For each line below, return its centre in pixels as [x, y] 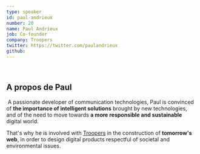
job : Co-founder [27, 34]
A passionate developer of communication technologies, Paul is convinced [101, 102]
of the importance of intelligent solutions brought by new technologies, [97, 108]
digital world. [22, 121]
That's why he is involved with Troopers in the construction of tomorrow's [99, 133]
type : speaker [24, 12]
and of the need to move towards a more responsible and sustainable [94, 115]
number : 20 [20, 23]
